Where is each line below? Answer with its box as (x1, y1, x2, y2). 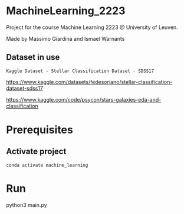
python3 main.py (6, 201, 47, 208)
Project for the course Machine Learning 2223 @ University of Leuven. (6, 24, 178, 31)
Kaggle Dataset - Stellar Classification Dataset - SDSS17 (6, 68, 155, 74)
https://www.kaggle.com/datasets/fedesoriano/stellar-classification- (6, 78, 173, 85)
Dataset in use (6, 52, 60, 63)
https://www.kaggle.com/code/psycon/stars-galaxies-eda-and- (6, 96, 162, 103)
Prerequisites (6, 123, 74, 137)
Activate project (6, 147, 67, 157)
